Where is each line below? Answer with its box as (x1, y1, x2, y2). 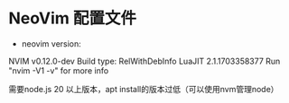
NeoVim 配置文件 (8, 8, 137, 29)
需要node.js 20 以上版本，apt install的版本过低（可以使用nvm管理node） (8, 83, 279, 94)
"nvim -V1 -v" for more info (8, 64, 109, 76)
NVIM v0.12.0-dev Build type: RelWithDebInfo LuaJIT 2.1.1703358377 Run (8, 56, 281, 66)
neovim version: (21, 38, 82, 49)
